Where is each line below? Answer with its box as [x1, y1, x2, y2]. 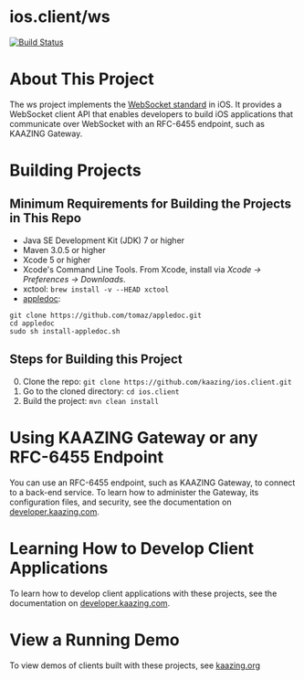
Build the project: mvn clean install [22, 395, 160, 406]
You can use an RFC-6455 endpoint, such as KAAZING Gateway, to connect [9, 477, 296, 488]
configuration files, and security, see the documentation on [9, 496, 232, 507]
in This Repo [9, 210, 82, 226]
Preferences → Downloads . [22, 273, 126, 284]
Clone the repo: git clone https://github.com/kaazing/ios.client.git [22, 376, 292, 387]
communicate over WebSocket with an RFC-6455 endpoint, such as [9, 118, 265, 129]
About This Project [9, 69, 155, 90]
